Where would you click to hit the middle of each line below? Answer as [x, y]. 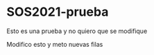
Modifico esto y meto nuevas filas [55, 44]
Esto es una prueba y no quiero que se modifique [77, 31]
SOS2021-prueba [58, 12]
